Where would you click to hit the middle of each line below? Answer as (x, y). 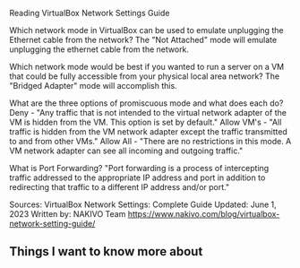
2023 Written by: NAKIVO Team (68, 214)
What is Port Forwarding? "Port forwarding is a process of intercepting (139, 168)
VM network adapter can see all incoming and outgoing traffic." (126, 151)
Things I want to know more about (106, 251)
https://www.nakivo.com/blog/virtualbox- (204, 214)
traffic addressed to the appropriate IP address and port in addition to (137, 177)
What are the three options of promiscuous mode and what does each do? (146, 103)
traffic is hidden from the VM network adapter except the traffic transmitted (149, 132)
